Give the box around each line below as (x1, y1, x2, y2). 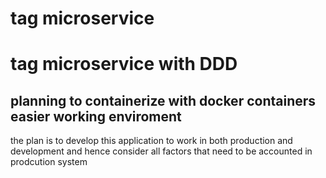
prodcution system (10, 156, 88, 168)
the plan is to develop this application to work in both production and (10, 135, 293, 147)
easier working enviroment (10, 108, 182, 125)
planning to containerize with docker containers (10, 92, 317, 109)
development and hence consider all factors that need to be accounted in (10, 145, 313, 157)
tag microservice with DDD (10, 53, 238, 76)
